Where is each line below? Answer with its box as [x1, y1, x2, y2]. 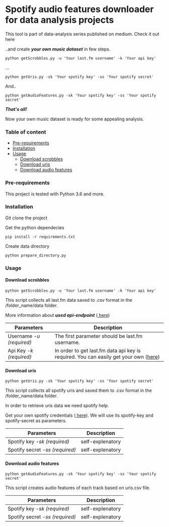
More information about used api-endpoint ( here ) [5, 312, 110, 318]
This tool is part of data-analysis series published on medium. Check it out [5, 31, 159, 37]
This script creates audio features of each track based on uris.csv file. [5, 485, 151, 491]
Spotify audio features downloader [5, 4, 154, 15]
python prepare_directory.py [5, 253, 66, 258]
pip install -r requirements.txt [5, 234, 75, 239]
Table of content [5, 128, 46, 136]
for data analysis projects [5, 14, 114, 26]
